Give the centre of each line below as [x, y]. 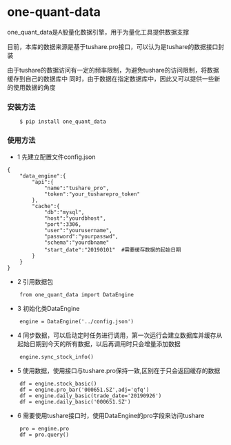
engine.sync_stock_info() [57, 357]
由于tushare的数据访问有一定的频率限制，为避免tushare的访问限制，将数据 [113, 70]
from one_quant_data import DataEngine [77, 294]
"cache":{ [46, 206]
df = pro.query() [44, 435]
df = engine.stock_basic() [58, 384]
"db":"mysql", [64, 212]
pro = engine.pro [44, 428]
